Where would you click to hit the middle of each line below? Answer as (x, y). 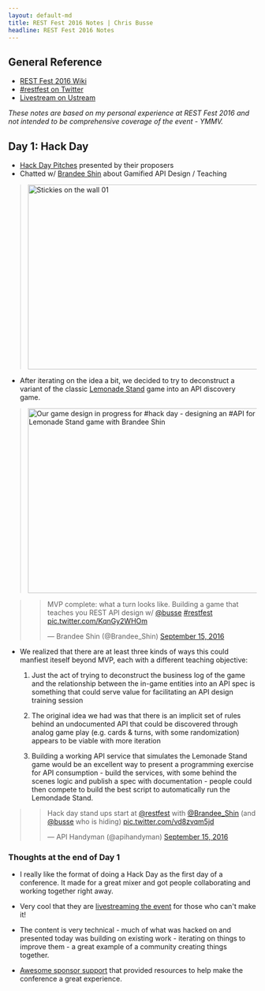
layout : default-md (40, 15)
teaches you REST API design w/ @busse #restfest (130, 613)
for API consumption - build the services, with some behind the (134, 773)
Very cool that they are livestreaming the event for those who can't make (138, 907)
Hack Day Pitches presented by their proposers (97, 165)
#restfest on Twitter (52, 89)
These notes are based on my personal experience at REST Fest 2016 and (129, 113)
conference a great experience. (71, 979)
